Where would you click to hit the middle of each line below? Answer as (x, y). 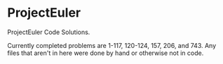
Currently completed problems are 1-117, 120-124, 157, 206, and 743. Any (112, 45)
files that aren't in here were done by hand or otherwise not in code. (106, 53)
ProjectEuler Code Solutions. (49, 32)
